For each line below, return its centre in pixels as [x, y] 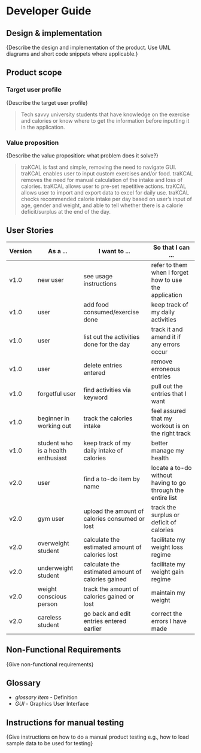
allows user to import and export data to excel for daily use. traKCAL [105, 192]
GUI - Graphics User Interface [52, 704]
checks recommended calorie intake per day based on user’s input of [106, 199]
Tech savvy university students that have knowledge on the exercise [105, 114]
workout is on [170, 426]
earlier [92, 628]
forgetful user [57, 393]
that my [162, 418]
